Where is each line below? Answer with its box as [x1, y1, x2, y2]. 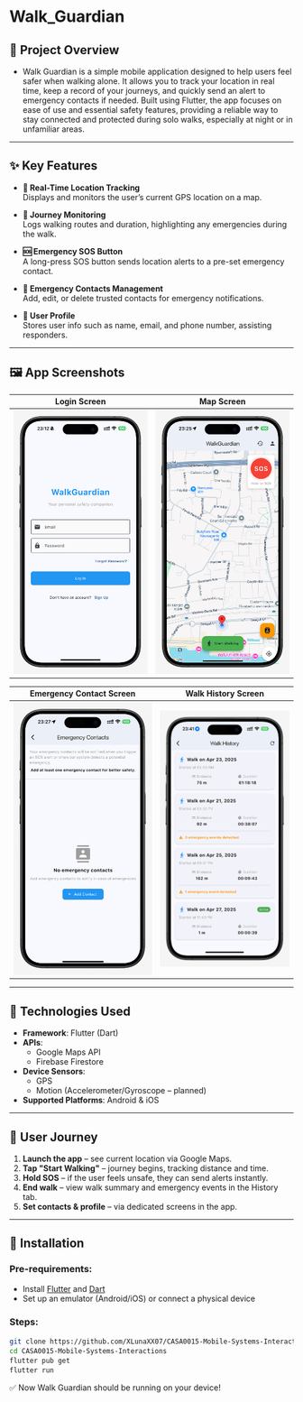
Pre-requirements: [9, 1263, 93, 1276]
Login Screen [55, 396, 106, 407]
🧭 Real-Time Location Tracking [22, 182, 141, 193]
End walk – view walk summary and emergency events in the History [22, 1182, 279, 1193]
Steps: [9, 1315, 39, 1328]
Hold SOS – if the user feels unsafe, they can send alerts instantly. [22, 1173, 269, 1184]
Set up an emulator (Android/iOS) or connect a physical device [22, 1293, 256, 1304]
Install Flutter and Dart [22, 1283, 106, 1294]
